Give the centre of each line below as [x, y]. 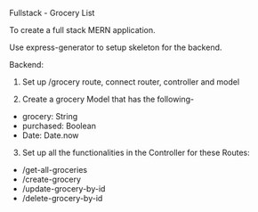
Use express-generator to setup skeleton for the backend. [116, 47]
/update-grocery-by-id [64, 189]
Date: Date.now [50, 135]
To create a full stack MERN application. [82, 30]
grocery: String [50, 116]
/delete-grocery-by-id [62, 198]
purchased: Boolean [59, 126]
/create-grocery [52, 179]
